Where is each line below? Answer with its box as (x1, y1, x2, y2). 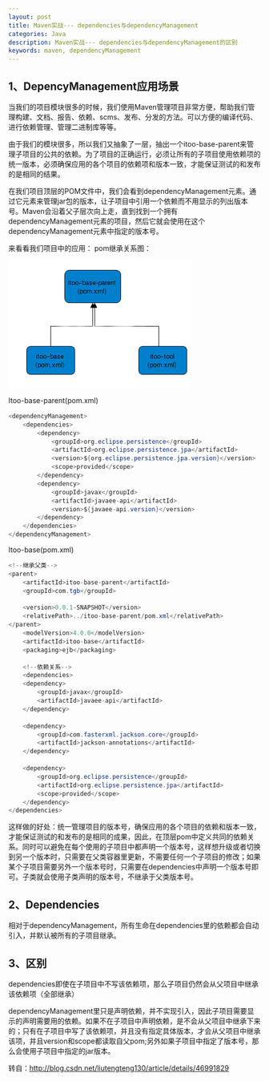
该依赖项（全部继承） (8, 989, 78, 998)
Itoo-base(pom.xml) (8, 545, 74, 555)
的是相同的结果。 (8, 169, 65, 179)
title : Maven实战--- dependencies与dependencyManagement (8, 21, 199, 30)
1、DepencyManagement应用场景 (8, 79, 179, 93)
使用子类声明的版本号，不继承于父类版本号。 (50, 872, 198, 881)
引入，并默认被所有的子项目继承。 (8, 930, 121, 941)
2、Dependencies (8, 897, 100, 911)
